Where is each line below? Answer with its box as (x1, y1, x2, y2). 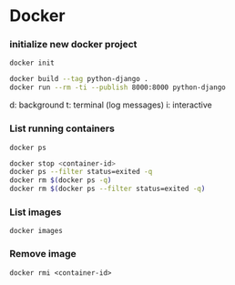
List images (9, 206, 62, 219)
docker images (9, 227, 64, 236)
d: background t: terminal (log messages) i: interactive (9, 99, 212, 110)
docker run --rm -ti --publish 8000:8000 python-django (9, 83, 226, 92)
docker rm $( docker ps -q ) (9, 176, 112, 185)
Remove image (9, 248, 77, 260)
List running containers (9, 122, 116, 135)
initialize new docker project (9, 38, 138, 51)
